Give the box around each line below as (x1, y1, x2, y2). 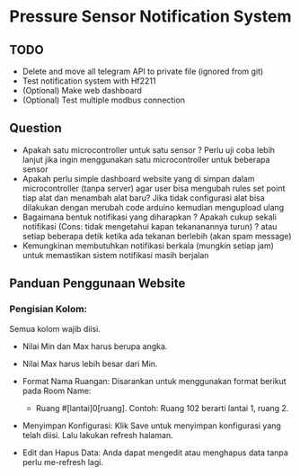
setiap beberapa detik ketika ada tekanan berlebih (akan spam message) (22, 230, 292, 241)
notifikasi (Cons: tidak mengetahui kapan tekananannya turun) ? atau (22, 220, 278, 231)
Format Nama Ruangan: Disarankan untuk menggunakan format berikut (22, 375, 287, 386)
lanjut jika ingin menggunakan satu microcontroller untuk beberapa (22, 154, 270, 165)
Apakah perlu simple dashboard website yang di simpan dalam (22, 173, 255, 184)
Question (9, 121, 62, 136)
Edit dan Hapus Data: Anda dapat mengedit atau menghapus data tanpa (22, 447, 289, 458)
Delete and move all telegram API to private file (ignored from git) (22, 66, 264, 76)
